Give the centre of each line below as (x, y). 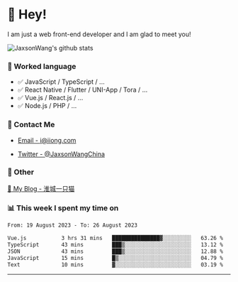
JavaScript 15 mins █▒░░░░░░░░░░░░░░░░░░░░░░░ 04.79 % (115, 258)
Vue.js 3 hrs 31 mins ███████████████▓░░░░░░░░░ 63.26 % (115, 238)
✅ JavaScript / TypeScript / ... (61, 82)
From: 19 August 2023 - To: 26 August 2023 (73, 226)
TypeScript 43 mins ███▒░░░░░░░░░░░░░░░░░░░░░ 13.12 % (115, 244)
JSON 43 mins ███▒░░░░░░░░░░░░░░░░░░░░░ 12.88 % (115, 251)
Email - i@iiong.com (47, 140)
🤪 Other (21, 172)
